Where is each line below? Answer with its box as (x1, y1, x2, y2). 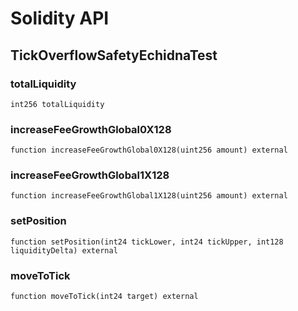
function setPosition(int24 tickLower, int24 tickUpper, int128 (10, 237, 284, 247)
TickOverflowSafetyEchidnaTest (10, 47, 218, 64)
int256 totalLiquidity (10, 99, 105, 109)
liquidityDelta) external (10, 245, 118, 256)
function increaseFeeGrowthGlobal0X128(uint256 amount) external (10, 145, 288, 156)
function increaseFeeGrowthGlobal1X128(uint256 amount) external (10, 191, 288, 201)
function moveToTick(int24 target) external (10, 292, 199, 302)
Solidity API (10, 7, 110, 30)
